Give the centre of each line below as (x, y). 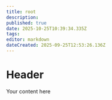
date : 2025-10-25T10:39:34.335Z (46, 28)
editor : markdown (28, 40)
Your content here (28, 91)
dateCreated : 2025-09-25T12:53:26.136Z (56, 46)
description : (22, 17)
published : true (26, 23)
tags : (13, 34)
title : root (21, 12)
